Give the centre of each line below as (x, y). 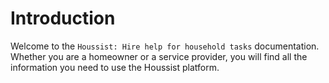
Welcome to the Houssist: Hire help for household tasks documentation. (165, 46)
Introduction (63, 18)
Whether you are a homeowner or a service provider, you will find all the (159, 56)
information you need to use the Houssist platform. (115, 67)
